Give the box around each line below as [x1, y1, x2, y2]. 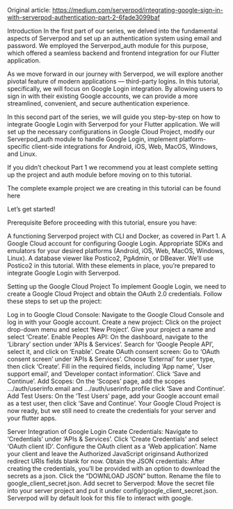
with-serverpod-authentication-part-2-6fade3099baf [7, 13, 161, 22]
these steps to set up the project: [7, 297, 102, 305]
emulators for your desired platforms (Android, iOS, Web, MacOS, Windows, [7, 247, 225, 255]
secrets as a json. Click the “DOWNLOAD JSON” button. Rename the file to [7, 472, 221, 480]
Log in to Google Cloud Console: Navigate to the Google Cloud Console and [7, 311, 225, 318]
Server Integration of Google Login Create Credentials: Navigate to [7, 428, 198, 435]
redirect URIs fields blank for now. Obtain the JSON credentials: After [7, 457, 205, 465]
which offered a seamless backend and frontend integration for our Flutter [7, 49, 220, 57]
